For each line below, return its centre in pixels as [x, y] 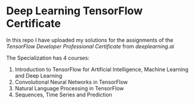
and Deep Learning [39, 75]
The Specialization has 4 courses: [48, 58]
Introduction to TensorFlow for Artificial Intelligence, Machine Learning [102, 69]
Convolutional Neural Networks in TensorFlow [71, 82]
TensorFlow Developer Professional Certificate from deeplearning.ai [90, 46]
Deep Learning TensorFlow [75, 11]
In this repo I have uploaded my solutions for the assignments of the [90, 40]
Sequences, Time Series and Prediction [63, 94]
